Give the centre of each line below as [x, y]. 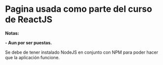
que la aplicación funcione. [32, 57]
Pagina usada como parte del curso [79, 9]
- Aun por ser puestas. [29, 42]
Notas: [12, 33]
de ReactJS [29, 19]
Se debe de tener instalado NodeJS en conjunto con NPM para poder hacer [82, 52]
